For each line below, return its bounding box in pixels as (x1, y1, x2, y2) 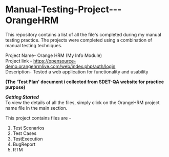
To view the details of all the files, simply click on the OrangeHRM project (5, 99, 160, 106)
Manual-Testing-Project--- (5, 4, 122, 15)
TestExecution (12, 135, 43, 142)
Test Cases (12, 130, 37, 136)
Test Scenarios (12, 125, 45, 131)
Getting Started (5, 94, 39, 100)
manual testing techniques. (5, 42, 62, 48)
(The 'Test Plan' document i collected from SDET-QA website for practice (5, 78, 164, 85)
